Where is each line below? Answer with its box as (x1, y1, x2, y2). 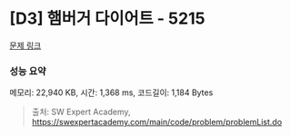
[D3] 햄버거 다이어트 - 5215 (9, 8, 206, 29)
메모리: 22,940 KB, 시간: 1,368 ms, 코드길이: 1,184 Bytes (9, 87, 214, 98)
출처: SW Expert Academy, (31, 106, 131, 118)
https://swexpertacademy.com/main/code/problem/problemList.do (31, 117, 283, 128)
